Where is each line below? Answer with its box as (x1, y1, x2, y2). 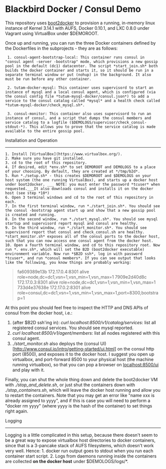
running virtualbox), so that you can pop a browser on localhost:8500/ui (12, 361, 159, 367)
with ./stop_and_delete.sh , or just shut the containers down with (5, 382, 135, 388)
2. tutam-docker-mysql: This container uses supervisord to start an (7, 85, 154, 90)
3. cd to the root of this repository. (5, 160, 87, 165)
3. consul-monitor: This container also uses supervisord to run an (7, 111, 152, 116)
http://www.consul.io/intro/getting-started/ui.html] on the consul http (14, 346, 155, 352)
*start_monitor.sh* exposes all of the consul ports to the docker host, (5, 234, 161, 239)
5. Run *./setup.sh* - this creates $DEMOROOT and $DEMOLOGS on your (5, 173, 152, 178)
